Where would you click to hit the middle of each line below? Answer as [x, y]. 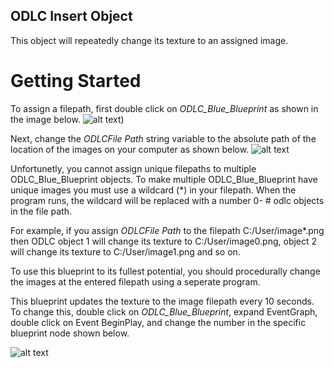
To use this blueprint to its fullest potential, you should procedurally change [165, 271]
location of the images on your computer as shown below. [130, 149]
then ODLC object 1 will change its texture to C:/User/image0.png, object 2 [164, 241]
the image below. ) [67, 119]
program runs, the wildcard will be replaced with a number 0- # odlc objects [167, 200]
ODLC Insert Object [71, 16]
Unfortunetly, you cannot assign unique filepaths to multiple [133, 168]
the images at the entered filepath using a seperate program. [135, 281]
